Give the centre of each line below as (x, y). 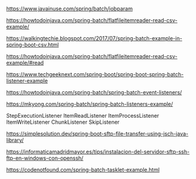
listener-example (27, 81)
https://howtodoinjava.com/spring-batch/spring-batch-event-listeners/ (94, 92)
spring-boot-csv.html (32, 45)
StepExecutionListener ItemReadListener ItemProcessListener (83, 116)
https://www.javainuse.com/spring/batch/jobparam (70, 9)
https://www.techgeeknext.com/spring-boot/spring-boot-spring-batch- (95, 74)
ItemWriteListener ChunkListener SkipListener (63, 122)
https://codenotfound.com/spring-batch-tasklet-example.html (83, 170)
